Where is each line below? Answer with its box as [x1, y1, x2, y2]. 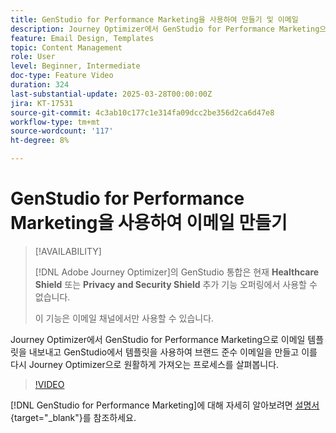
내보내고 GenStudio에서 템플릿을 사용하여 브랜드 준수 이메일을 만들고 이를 [28, 346, 318, 358]
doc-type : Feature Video [10, 71, 114, 81]
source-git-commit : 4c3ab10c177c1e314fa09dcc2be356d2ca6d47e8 [10, 107, 275, 118]
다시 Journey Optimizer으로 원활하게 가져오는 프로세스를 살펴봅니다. [10, 358, 280, 370]
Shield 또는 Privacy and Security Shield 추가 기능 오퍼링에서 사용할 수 [34, 278, 318, 290]
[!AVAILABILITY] [34, 245, 102, 257]
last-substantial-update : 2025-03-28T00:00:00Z [10, 89, 213, 99]
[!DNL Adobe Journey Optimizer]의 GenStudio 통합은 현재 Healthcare [34, 266, 320, 278]
